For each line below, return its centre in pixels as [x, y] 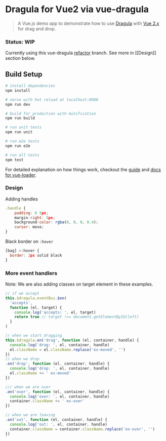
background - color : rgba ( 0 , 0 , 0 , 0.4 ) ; [56, 222]
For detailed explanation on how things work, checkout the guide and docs [83, 169]
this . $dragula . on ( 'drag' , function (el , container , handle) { [72, 340]
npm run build [20, 118]
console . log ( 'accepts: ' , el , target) [55, 312]
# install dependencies [30, 86]
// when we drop [22, 359]
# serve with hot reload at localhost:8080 [52, 100]
